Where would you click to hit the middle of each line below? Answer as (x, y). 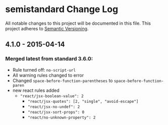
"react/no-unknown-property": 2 (62, 117)
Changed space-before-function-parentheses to (63, 80)
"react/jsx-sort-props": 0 (56, 112)
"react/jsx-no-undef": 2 (54, 107)
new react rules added (36, 90)
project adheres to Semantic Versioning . (47, 28)
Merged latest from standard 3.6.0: (49, 59)
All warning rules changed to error (48, 75)
